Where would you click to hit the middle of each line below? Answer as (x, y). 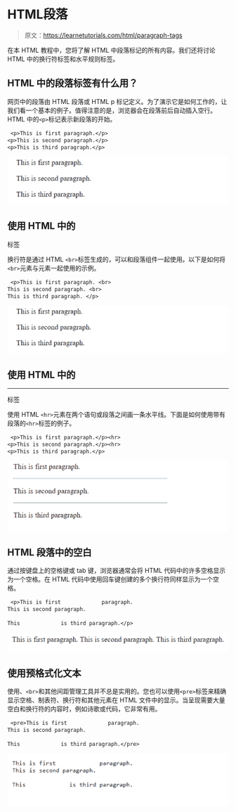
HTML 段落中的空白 (50, 552)
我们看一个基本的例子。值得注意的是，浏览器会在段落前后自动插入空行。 (112, 110)
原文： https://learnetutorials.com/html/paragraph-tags (103, 35)
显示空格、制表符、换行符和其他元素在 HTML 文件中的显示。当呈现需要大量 (116, 700)
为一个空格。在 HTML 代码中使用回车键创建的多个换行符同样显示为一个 (110, 579)
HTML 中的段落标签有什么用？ (73, 83)
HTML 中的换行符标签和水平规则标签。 (63, 59)
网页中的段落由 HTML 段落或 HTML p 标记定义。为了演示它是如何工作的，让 (117, 101)
